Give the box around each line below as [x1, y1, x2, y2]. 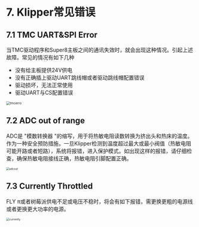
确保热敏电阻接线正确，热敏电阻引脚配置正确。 [16, 155, 132, 162]
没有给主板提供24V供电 [14, 66, 73, 74]
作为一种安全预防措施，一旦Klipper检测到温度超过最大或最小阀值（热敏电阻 [6, 140, 191, 147]
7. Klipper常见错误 [6, 5, 96, 19]
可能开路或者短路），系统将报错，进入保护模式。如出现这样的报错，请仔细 [6, 147, 187, 155]
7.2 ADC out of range [6, 116, 85, 126]
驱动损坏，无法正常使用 [14, 81, 73, 89]
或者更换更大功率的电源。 [6, 205, 69, 213]
